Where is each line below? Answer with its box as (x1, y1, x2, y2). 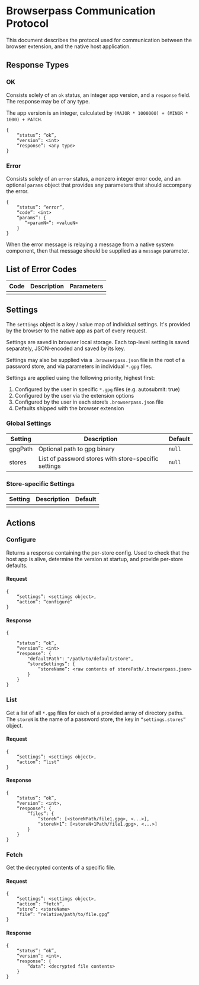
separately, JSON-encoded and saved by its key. (6, 345, 126, 352)
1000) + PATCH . (6, 115, 43, 122)
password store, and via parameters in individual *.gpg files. (6, 363, 153, 370)
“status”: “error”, (17, 204, 65, 210)
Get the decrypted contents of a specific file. (6, 864, 115, 871)
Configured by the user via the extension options (14, 392, 134, 399)
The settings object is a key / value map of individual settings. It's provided (6, 320, 191, 328)
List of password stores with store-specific (38, 454, 159, 462)
